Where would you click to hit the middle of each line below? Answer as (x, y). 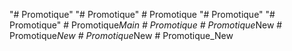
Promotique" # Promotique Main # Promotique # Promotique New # (146, 25)
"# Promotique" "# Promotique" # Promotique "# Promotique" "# (142, 14)
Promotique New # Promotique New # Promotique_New (121, 35)
